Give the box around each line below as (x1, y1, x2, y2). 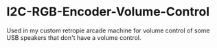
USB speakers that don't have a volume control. (6, 33, 141, 41)
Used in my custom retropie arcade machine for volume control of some (6, 26, 210, 34)
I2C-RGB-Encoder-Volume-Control (6, 4, 210, 20)
